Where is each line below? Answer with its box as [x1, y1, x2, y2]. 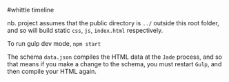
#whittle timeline [7, 6, 54, 14]
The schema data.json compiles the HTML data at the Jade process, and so [7, 53, 223, 61]
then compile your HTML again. [7, 68, 97, 75]
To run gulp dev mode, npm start [7, 40, 101, 47]
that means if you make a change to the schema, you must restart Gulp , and [7, 60, 222, 68]
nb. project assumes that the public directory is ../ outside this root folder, [7, 19, 219, 27]
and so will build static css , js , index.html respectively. [7, 27, 163, 34]
